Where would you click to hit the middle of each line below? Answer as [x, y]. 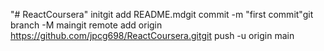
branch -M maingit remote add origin [86, 25]
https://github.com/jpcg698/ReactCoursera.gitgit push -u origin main [152, 35]
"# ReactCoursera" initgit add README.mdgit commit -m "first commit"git [162, 14]
